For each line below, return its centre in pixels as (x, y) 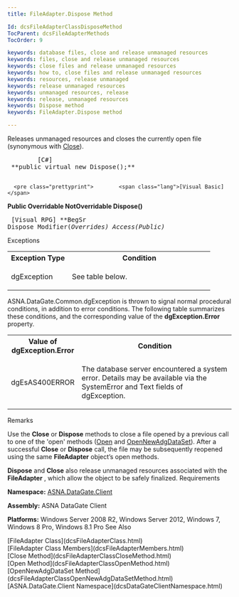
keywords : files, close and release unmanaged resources (94, 60)
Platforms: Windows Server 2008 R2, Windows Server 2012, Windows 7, (114, 519)
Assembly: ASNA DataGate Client (57, 506)
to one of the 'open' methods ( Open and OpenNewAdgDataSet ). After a (112, 442)
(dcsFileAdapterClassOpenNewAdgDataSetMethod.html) (90, 579)
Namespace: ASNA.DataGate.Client (60, 492)
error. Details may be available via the (144, 378)
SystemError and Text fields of (132, 387)
